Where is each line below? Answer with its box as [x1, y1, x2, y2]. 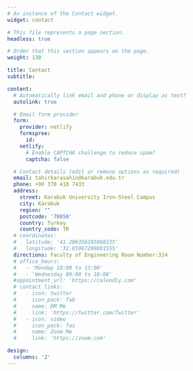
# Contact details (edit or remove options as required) [13, 168, 181, 175]
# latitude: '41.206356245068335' [13, 239, 119, 245]
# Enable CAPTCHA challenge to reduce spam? [25, 149, 156, 156]
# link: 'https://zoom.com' [13, 335, 107, 342]
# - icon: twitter [13, 290, 72, 297]
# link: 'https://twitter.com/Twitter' [13, 309, 140, 316]
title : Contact [7, 67, 51, 74]
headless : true [7, 35, 51, 42]
